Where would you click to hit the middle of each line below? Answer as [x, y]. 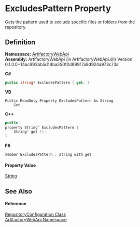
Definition [20, 42]
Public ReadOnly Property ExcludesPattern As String [59, 101]
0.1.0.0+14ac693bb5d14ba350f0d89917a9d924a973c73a [62, 64]
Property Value [21, 165]
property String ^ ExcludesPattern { [42, 127]
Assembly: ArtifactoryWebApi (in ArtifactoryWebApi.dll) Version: [70, 59]
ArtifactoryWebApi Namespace [36, 219]
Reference [16, 204]
